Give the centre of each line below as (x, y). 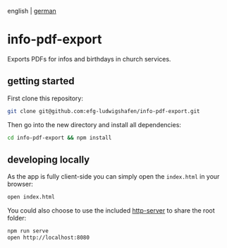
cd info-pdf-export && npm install (60, 138)
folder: (17, 218)
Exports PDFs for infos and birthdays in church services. (89, 59)
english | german (32, 11)
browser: (20, 184)
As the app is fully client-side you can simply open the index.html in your (114, 177)
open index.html (31, 197)
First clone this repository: (45, 98)
